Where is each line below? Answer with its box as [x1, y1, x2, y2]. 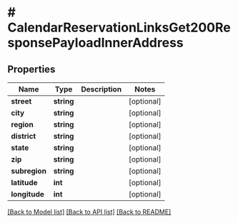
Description [81, 84, 122, 94]
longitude [11, 189, 44, 199]
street [11, 96, 32, 106]
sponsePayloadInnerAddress [7, 35, 184, 51]
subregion [11, 166, 46, 176]
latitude [11, 178, 38, 187]
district [11, 132, 36, 141]
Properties [7, 63, 56, 75]
